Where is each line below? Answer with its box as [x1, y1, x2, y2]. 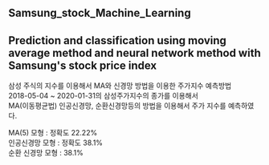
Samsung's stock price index [8, 58, 157, 72]
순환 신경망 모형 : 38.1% [8, 148, 84, 158]
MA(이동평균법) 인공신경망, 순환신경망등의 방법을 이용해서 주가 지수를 [8, 101, 226, 111]
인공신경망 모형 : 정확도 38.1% [8, 138, 103, 147]
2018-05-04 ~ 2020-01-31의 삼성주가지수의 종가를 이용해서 [8, 91, 199, 101]
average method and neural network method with [8, 46, 261, 59]
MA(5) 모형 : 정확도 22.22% [8, 128, 98, 138]
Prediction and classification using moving [8, 34, 227, 47]
